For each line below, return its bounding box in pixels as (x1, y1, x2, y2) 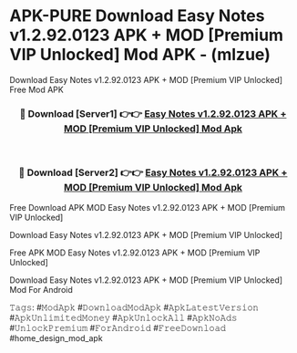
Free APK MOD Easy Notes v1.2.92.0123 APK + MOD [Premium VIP (9, 247, 261, 258)
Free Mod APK (9, 84, 64, 95)
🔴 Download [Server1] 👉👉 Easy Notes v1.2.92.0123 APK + (19, 107, 287, 119)
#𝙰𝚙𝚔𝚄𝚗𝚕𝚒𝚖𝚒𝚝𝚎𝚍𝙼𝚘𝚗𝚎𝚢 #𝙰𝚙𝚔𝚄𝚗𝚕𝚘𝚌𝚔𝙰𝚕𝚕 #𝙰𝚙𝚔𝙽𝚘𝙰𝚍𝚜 (9, 312, 238, 323)
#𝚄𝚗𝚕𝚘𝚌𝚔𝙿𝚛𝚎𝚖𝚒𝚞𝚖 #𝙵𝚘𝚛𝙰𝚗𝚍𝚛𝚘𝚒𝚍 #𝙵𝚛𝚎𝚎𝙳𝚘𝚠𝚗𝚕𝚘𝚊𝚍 (9, 322, 226, 333)
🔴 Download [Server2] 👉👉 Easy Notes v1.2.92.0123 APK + (18, 166, 288, 179)
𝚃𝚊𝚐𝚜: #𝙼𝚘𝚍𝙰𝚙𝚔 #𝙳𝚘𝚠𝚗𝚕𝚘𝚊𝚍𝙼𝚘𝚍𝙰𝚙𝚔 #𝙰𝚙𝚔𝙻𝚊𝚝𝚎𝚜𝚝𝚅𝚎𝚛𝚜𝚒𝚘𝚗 (9, 302, 260, 313)
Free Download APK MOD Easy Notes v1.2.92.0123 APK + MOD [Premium (9, 202, 285, 213)
